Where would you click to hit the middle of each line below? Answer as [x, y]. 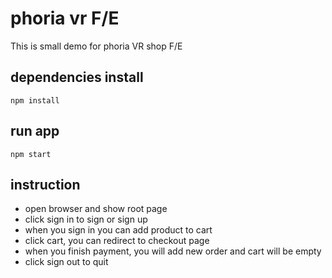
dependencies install [77, 77]
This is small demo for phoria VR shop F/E [96, 46]
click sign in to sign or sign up [86, 219]
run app [35, 131]
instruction [45, 184]
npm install [35, 100]
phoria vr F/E [65, 18]
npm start [31, 154]
